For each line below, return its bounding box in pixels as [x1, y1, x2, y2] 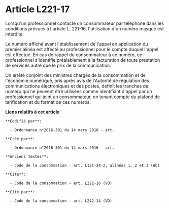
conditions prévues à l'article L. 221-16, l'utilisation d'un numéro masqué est [5, 25, 164, 31]
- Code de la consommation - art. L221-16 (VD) [10, 181, 113, 186]
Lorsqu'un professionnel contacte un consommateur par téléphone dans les [5, 20, 164, 26]
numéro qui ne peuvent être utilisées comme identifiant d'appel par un [5, 88, 152, 94]
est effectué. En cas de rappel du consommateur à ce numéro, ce [5, 52, 143, 58]
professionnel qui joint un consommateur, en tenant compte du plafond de [5, 94, 160, 100]
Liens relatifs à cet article [5, 109, 60, 115]
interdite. [5, 31, 24, 37]
